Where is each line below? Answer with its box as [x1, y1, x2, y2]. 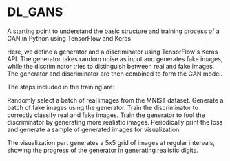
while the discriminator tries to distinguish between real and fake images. [7, 62, 215, 70]
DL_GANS [7, 4, 63, 20]
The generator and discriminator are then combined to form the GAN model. [7, 69, 222, 78]
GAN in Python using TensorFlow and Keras [7, 34, 132, 42]
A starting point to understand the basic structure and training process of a [7, 27, 220, 35]
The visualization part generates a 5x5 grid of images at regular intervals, [7, 138, 216, 147]
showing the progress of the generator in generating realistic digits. [7, 146, 198, 154]
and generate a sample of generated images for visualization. [7, 125, 181, 133]
